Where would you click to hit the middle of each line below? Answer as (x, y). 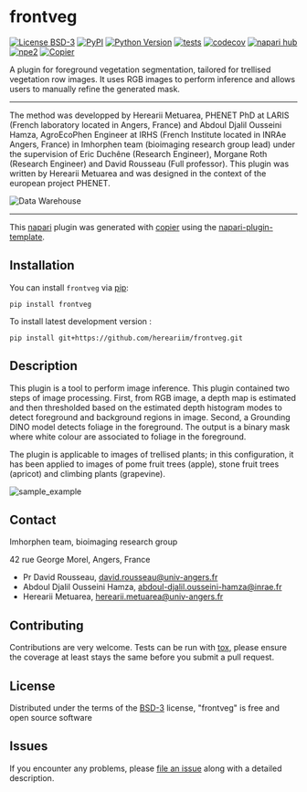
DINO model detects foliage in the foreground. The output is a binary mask (150, 427)
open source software (51, 718)
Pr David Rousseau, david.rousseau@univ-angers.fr (120, 577)
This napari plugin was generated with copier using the (113, 227)
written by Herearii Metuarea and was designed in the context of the (138, 173)
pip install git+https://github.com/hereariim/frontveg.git (127, 338)
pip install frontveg (51, 304)
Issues (29, 746)
